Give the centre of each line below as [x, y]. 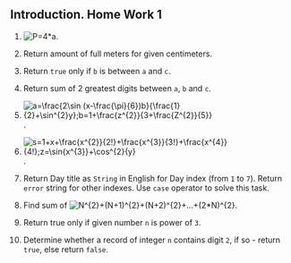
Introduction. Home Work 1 [86, 15]
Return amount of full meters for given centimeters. [118, 54]
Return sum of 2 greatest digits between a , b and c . [117, 88]
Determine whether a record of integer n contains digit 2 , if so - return [152, 240]
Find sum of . [130, 205]
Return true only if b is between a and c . [97, 71]
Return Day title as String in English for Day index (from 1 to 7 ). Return [153, 178]
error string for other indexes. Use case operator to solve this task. [146, 188]
